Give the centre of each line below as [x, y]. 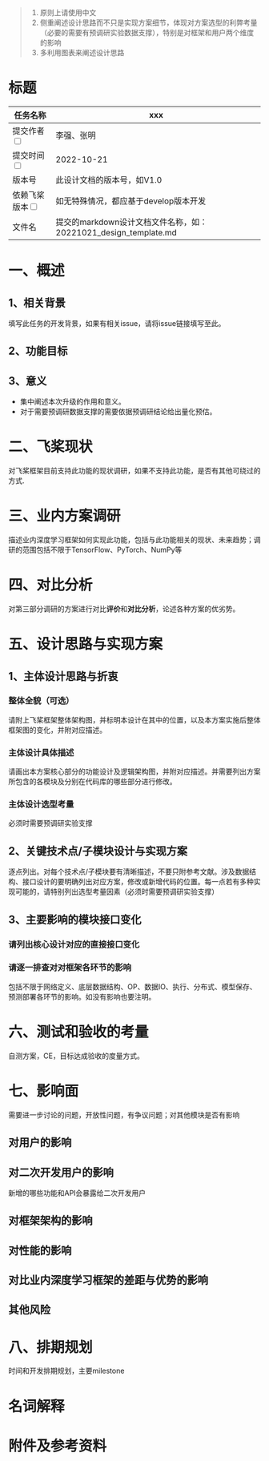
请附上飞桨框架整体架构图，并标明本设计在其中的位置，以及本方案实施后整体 [134, 719]
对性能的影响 [40, 1250]
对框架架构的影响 [50, 1221]
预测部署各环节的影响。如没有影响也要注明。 [82, 996]
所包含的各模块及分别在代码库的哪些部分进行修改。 [92, 782]
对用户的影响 [40, 1143]
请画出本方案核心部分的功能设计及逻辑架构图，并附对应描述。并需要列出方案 [134, 771]
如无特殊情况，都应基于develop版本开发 [131, 201]
